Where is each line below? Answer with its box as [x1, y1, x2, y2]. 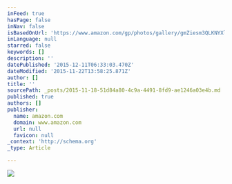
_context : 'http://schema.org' [7, 139, 97, 145]
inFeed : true [7, 10, 45, 17]
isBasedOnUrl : [7, 29, 48, 37]
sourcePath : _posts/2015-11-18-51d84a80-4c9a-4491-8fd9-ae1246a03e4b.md [7, 87, 221, 94]
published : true [7, 94, 54, 101]
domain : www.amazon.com [13, 119, 81, 126]
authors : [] [7, 100, 41, 107]
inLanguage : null [7, 36, 57, 43]
